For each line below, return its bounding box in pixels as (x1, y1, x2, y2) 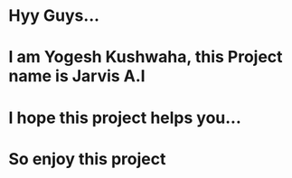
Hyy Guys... (8, 5, 100, 26)
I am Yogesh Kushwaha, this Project (8, 47, 283, 68)
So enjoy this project (8, 148, 166, 169)
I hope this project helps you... (8, 108, 241, 127)
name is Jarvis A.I (8, 66, 146, 87)
